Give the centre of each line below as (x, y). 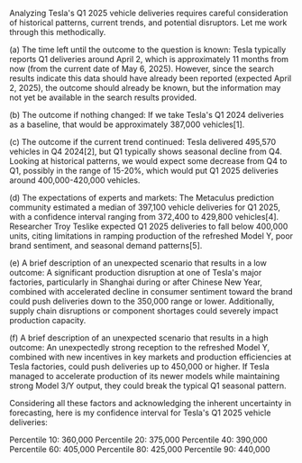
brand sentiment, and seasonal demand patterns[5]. (106, 245)
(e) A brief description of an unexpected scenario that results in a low (138, 263)
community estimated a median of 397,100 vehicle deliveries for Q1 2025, (145, 207)
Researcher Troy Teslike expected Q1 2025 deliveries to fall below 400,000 (149, 226)
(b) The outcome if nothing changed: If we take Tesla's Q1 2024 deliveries (146, 115)
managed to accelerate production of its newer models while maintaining (145, 376)
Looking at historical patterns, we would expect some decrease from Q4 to (148, 161)
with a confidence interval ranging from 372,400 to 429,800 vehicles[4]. (144, 217)
